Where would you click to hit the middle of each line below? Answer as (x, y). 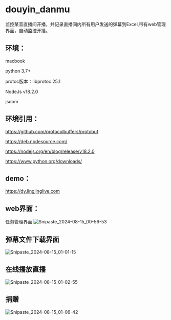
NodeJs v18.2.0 (22, 92)
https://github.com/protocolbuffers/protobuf (52, 131)
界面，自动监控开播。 (28, 30)
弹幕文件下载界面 (32, 239)
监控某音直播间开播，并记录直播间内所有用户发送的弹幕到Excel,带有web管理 (86, 24)
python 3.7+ (18, 71)
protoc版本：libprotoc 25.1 (33, 81)
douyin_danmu (38, 9)
